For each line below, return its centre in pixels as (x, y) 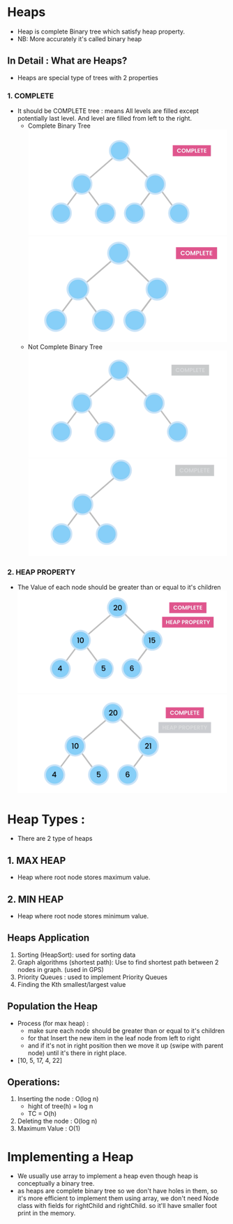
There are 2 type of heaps (55, 839)
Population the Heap (52, 1007)
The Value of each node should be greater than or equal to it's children (119, 588)
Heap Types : (46, 819)
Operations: (34, 1082)
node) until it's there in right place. (77, 1053)
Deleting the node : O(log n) (57, 1121)
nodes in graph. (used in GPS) (61, 969)
